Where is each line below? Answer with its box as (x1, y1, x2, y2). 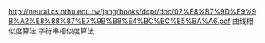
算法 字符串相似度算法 (22, 26, 94, 35)
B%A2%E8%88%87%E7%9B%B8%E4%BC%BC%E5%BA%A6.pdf (8, 16, 231, 25)
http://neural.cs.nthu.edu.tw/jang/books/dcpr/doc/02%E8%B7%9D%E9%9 (8, 7, 257, 16)
